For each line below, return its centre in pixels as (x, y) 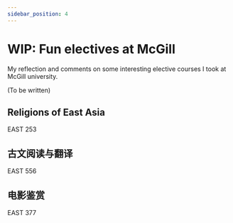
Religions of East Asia (56, 112)
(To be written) (29, 90)
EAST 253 (22, 129)
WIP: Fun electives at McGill (92, 49)
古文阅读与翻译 (40, 153)
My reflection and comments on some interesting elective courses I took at (117, 69)
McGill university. (33, 76)
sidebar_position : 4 (38, 14)
